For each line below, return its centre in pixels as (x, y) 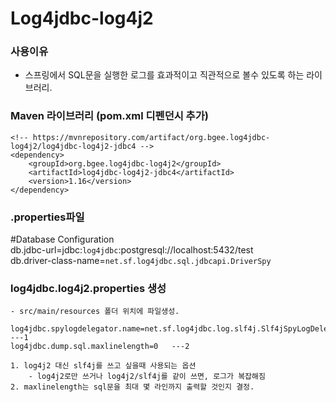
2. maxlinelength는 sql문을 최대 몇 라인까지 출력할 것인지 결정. (132, 387)
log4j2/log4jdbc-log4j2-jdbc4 (73, 146)
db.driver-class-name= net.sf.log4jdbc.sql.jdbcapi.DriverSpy (141, 261)
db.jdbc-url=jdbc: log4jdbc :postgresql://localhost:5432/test (132, 250)
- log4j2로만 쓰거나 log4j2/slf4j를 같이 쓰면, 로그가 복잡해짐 (147, 377)
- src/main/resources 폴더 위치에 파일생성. (95, 312)
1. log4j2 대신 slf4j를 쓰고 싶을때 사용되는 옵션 (103, 366)
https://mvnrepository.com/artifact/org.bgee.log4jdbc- (151, 137)
